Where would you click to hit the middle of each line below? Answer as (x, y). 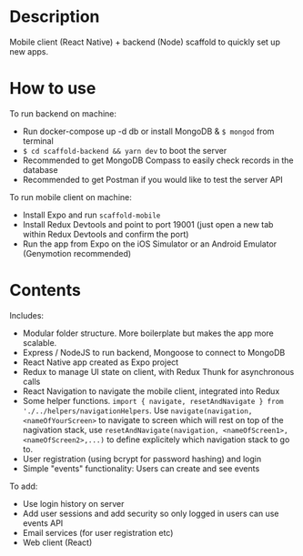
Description (55, 17)
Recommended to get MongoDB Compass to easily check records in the (158, 160)
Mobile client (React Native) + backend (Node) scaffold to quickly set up (145, 42)
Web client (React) (57, 542)
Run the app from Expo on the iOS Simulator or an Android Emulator (150, 244)
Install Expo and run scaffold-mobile (91, 215)
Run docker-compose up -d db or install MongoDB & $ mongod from (148, 131)
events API (43, 523)
